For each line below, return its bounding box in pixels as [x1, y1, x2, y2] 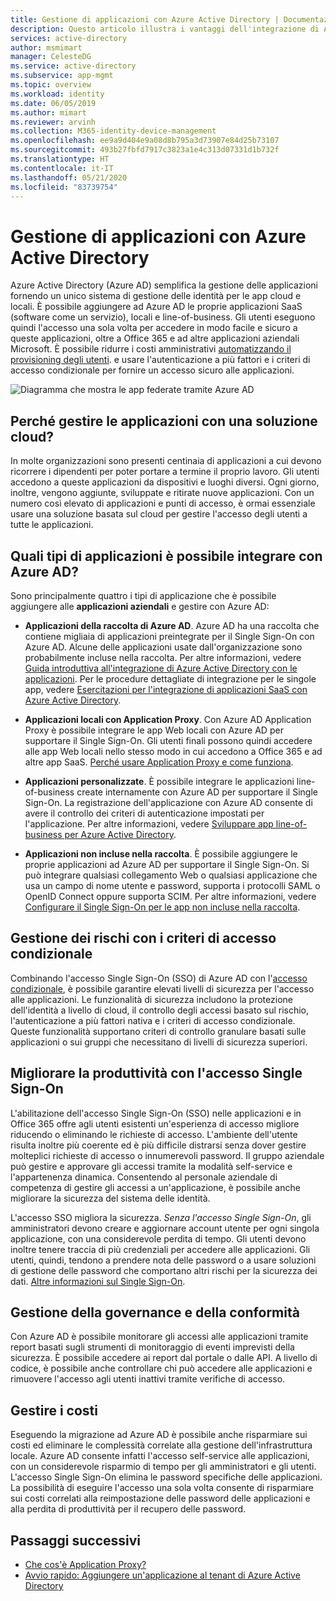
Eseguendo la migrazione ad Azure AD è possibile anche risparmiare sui [10, 1429, 308, 1441]
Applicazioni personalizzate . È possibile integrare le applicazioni [24, 775, 295, 787]
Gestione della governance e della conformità [10, 1304, 300, 1321]
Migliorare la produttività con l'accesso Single [10, 1065, 303, 1082]
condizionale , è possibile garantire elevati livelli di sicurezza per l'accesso [10, 982, 315, 995]
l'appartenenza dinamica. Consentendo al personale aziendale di [10, 1171, 278, 1183]
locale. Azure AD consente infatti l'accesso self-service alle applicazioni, [10, 1450, 310, 1462]
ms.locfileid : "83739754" [10, 182, 118, 192]
